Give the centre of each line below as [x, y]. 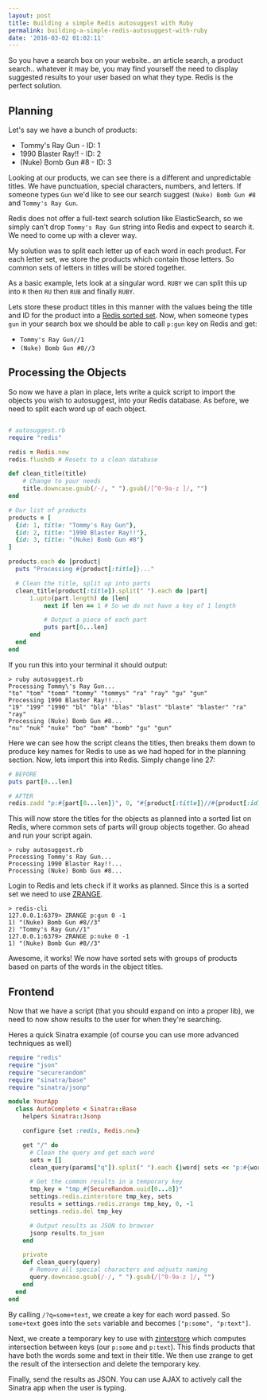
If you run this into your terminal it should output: [88, 664]
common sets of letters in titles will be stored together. [97, 268]
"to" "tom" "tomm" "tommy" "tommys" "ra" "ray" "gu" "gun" [108, 693]
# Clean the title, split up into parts [83, 583]
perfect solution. [35, 86]
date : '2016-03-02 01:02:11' [56, 38]
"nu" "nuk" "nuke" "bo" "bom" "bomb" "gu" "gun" [90, 728]
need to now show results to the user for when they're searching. [115, 1020]
